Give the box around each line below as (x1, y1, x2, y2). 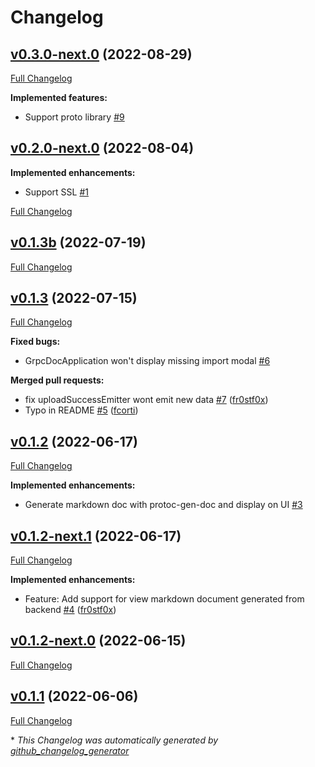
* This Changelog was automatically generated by (10, 734, 219, 746)
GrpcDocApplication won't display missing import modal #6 (24, 355, 271, 367)
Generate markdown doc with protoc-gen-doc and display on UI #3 (24, 499, 303, 511)
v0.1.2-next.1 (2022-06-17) (10, 527, 182, 545)
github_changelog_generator (10, 744, 130, 756)
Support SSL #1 (24, 186, 89, 198)
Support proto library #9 (24, 111, 125, 123)
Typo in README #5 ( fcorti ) (24, 404, 139, 416)
